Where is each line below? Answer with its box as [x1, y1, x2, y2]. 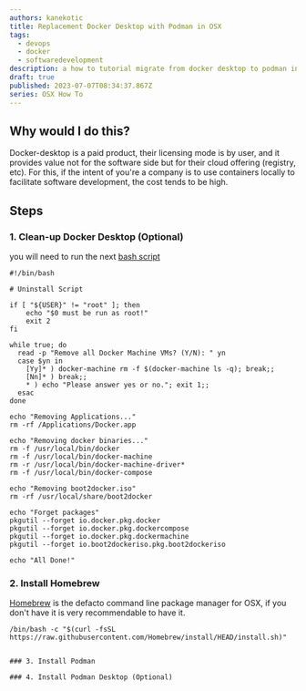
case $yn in [17, 356, 64, 366]
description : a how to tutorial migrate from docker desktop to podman [9, 65, 287, 74]
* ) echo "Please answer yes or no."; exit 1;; [25, 380, 209, 389]
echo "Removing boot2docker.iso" [9, 484, 137, 493]
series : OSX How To [9, 89, 84, 98]
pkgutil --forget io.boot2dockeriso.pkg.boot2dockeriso [9, 540, 226, 549]
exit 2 [25, 316, 51, 325]
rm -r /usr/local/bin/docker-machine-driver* [9, 460, 185, 469]
